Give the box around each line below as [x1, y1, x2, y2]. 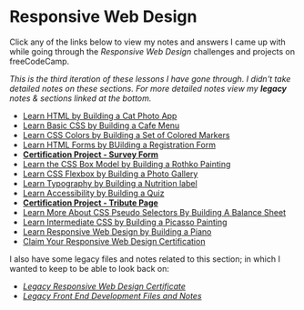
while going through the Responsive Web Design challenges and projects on [9, 45, 296, 56]
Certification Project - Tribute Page [22, 197, 159, 208]
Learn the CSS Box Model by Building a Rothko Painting [22, 158, 231, 169]
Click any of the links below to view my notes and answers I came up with [9, 36, 287, 47]
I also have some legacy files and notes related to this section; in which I [9, 253, 280, 265]
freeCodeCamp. [9, 55, 70, 66]
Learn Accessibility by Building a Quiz [22, 187, 165, 198]
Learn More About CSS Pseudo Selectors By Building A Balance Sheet [22, 206, 287, 217]
